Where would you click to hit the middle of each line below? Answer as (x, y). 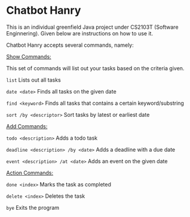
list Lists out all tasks (33, 80)
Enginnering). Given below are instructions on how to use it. (80, 33)
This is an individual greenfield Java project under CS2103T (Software (92, 27)
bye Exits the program (33, 207)
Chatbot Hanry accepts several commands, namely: (70, 45)
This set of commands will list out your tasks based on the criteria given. (95, 68)
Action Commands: (30, 173)
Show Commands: (29, 56)
